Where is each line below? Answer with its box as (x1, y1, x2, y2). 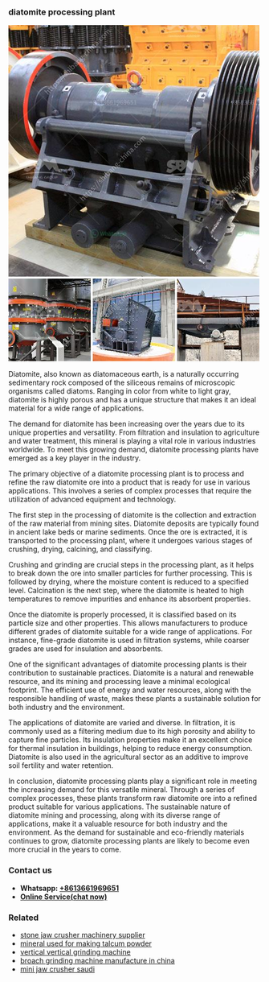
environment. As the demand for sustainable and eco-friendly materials (8, 827, 245, 837)
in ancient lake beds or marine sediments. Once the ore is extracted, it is (8, 527, 247, 537)
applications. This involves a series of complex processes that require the (8, 486, 252, 496)
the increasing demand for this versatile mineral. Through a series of (8, 785, 235, 794)
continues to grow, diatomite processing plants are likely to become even (8, 836, 251, 846)
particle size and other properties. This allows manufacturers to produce (8, 618, 248, 628)
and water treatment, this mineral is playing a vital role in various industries (8, 436, 256, 446)
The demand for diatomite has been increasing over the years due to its (8, 419, 245, 429)
